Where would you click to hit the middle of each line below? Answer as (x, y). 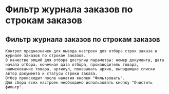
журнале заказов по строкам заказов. (46, 55)
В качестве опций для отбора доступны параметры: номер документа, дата (85, 60)
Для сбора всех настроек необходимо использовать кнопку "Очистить (79, 83)
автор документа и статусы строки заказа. (51, 73)
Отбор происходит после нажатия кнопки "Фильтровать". (65, 78)
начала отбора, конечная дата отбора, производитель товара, (72, 65)
